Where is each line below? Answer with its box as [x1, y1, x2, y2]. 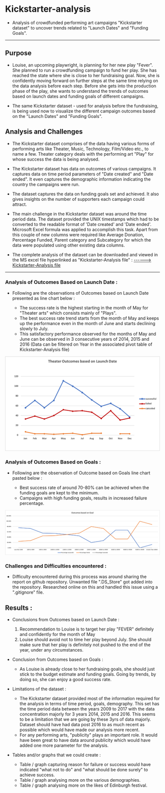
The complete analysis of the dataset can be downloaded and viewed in [12, 251, 158, 257]
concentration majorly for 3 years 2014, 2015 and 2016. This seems [19, 711, 156, 717]
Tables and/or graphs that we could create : [12, 752, 101, 758]
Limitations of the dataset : [12, 686, 66, 692]
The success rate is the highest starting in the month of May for [19, 304, 149, 310]
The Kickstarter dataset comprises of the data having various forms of [12, 140, 155, 146]
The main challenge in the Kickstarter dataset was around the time [12, 211, 147, 217]
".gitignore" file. [12, 589, 44, 595]
